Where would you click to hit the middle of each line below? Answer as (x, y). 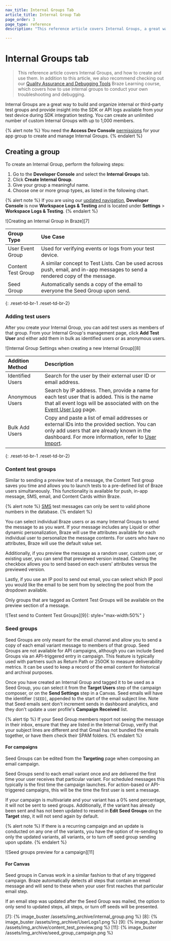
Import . (53, 443)
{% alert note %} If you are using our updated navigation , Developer (77, 200)
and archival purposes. (29, 672)
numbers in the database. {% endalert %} (49, 512)
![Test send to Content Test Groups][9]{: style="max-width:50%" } (75, 616)
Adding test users (28, 316)
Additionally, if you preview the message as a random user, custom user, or (84, 553)
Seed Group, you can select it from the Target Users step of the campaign (83, 688)
